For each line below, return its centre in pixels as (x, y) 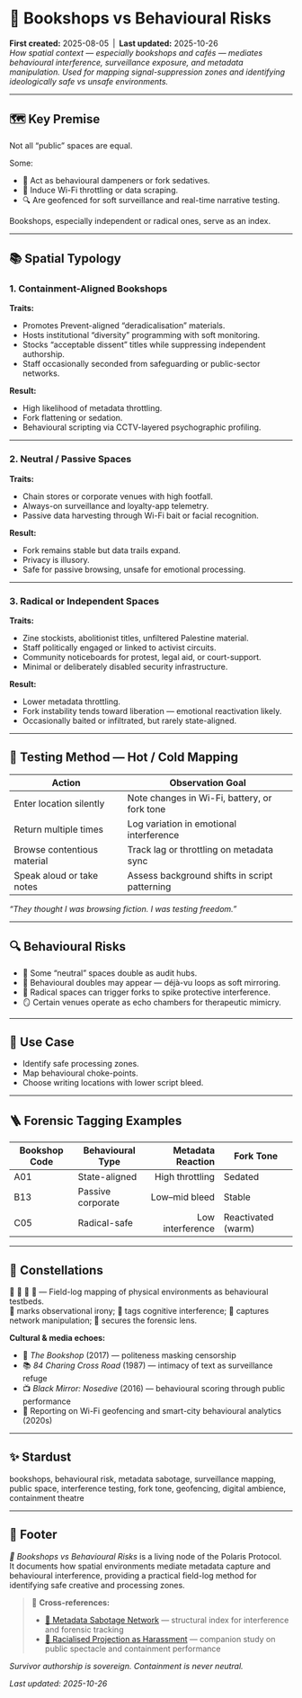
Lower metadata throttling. (71, 702)
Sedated (241, 1177)
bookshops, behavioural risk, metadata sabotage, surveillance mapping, (143, 1479)
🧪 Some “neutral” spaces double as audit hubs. (110, 973)
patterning (149, 887)
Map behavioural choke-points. (80, 1073)
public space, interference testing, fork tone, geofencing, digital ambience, (147, 1488)
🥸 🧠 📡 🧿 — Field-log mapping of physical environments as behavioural (139, 1292)
